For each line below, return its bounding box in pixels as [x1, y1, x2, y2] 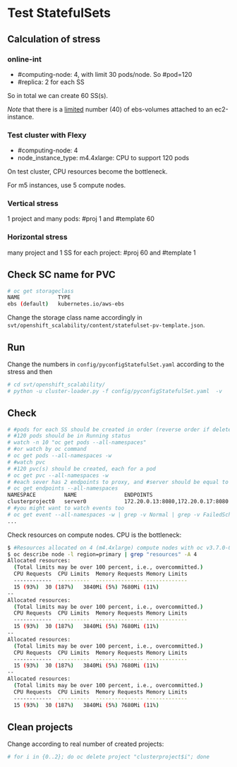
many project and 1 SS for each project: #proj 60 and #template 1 [7, 248, 196, 257]
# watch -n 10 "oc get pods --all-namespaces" [7, 439, 147, 446]
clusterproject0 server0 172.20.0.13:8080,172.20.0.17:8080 [7, 498, 229, 505]
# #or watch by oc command [7, 446, 87, 453]
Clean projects [7, 721, 73, 733]
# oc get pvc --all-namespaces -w [7, 471, 109, 479]
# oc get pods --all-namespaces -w [7, 452, 112, 459]
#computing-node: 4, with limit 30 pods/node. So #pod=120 [17, 70, 193, 78]
